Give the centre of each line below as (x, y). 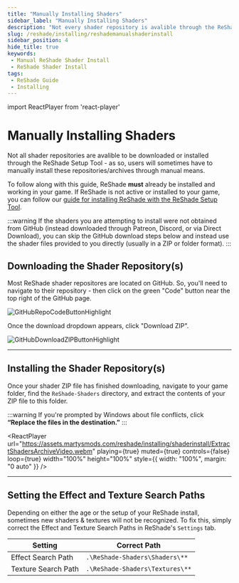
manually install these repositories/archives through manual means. (106, 171)
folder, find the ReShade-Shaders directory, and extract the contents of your (116, 393)
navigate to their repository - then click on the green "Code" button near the (119, 290)
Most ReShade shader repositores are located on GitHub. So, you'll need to (117, 283)
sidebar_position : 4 (38, 41)
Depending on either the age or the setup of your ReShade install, (103, 513)
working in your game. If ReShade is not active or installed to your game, (114, 192)
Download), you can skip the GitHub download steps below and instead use (118, 236)
